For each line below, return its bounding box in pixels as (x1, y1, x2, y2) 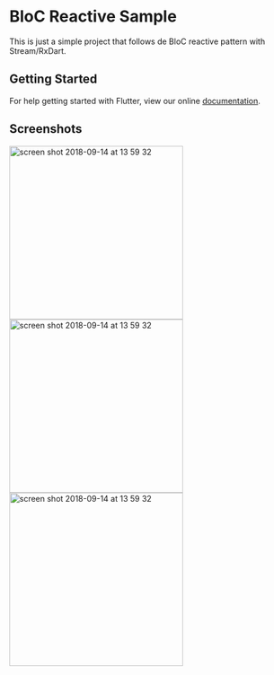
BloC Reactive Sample (9, 6, 177, 27)
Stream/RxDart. (9, 45, 66, 56)
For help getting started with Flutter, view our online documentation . (9, 95, 261, 106)
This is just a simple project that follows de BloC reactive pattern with (9, 36, 266, 47)
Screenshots (9, 121, 83, 136)
